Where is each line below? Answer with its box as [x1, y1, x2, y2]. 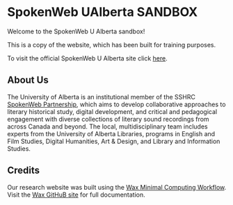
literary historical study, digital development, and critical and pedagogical [7, 107, 218, 115]
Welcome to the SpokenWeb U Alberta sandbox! [7, 27, 145, 35]
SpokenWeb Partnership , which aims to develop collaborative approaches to [7, 100, 226, 108]
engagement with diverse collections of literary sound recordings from [7, 115, 210, 123]
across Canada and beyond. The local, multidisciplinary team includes [7, 122, 208, 131]
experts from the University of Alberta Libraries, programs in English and [7, 129, 216, 138]
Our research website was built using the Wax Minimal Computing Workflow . [7, 183, 227, 191]
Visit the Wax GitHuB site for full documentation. [7, 190, 146, 199]
